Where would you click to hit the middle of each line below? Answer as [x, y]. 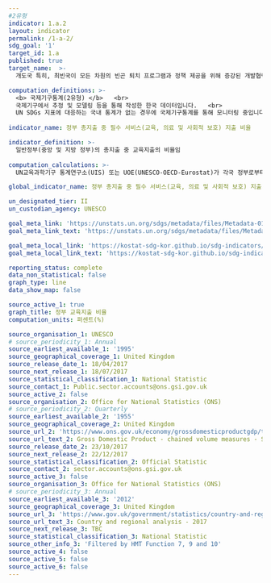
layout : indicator [39, 31]
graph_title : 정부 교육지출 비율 [58, 312]
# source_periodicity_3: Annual [63, 492]
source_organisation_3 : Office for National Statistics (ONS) [115, 485]
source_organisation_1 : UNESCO [61, 334]
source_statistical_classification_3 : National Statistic [108, 537]
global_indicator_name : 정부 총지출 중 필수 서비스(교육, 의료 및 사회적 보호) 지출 [135, 187]
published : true [35, 61]
